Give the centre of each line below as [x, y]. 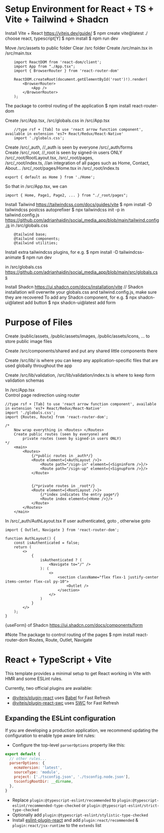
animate [13, 257]
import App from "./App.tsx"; [45, 66]
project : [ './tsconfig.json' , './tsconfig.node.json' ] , [72, 777]
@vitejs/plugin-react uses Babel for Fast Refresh [61, 698]
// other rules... [28, 759]
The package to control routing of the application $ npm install [68, 106]
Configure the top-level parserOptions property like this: [69, 745]
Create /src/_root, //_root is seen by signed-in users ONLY [64, 152]
